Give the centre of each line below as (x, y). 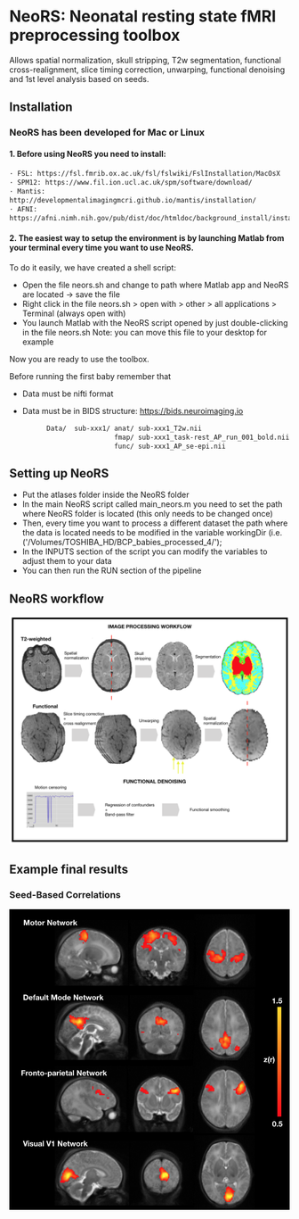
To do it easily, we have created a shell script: (93, 267)
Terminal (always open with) (74, 313)
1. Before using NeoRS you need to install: (88, 153)
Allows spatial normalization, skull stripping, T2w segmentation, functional (145, 60)
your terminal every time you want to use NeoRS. (101, 248)
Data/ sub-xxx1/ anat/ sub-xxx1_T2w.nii (124, 428)
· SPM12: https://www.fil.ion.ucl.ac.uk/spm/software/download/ (131, 183)
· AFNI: (24, 210)
